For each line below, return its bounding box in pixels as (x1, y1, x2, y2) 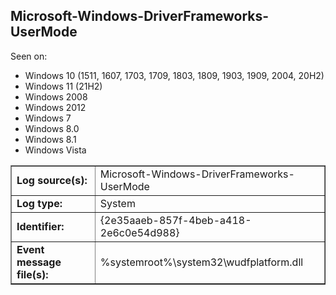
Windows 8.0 (24, 122, 80, 134)
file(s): (16, 267, 49, 281)
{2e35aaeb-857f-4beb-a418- (99, 213, 252, 227)
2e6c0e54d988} (99, 225, 180, 239)
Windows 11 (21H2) (24, 80, 103, 92)
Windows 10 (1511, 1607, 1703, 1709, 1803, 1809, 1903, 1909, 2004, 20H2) (24, 69, 325, 81)
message (16, 255, 62, 269)
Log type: (16, 196, 63, 210)
